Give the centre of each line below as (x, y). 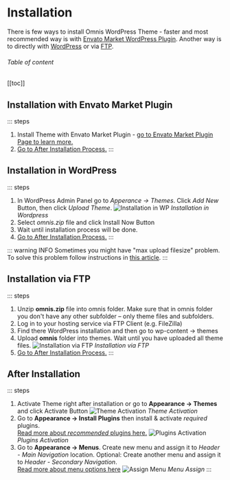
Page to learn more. (45, 141)
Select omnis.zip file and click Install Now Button (86, 222)
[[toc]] (16, 83)
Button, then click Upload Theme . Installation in (113, 208)
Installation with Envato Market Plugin (90, 105)
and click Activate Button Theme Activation (107, 411)
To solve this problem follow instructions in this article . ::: (88, 257)
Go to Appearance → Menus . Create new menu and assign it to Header (118, 448)
